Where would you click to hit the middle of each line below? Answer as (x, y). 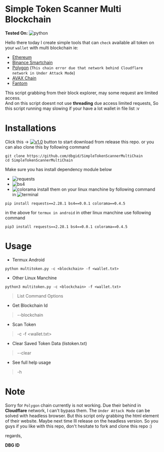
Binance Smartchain (32, 62)
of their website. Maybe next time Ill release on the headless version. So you (82, 421)
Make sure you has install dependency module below (59, 169)
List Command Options (40, 296)
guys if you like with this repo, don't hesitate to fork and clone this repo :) (79, 426)
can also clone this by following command (47, 147)
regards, (13, 435)
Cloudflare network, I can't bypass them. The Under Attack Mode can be (78, 410)
